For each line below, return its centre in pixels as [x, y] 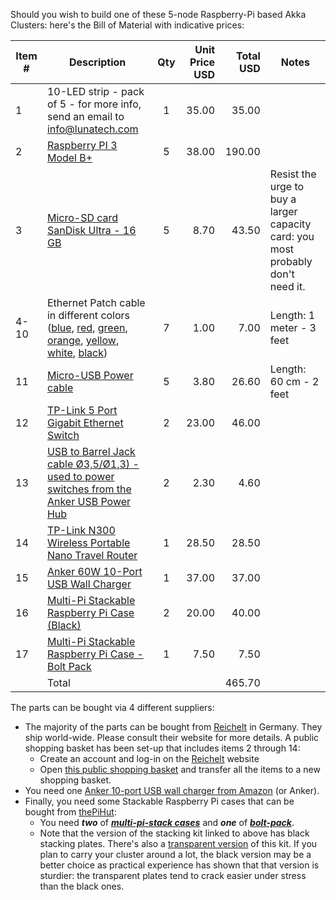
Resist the [293, 174]
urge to [287, 186]
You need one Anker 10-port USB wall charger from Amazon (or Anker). [172, 790]
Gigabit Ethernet [85, 422]
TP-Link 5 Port [82, 410]
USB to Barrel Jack [91, 451]
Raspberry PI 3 [82, 145]
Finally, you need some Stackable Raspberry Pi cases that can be [159, 801]
